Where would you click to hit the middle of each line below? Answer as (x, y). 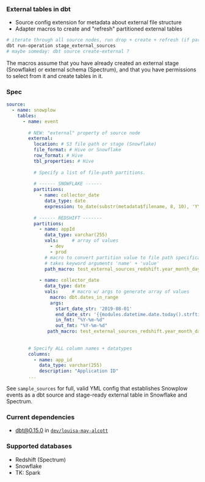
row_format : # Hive (58, 156)
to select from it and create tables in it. (55, 76)
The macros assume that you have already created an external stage (92, 63)
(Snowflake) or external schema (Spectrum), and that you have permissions (101, 70)
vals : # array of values (82, 241)
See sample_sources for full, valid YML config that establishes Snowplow (97, 389)
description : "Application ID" (79, 371)
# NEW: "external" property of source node (84, 133)
